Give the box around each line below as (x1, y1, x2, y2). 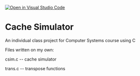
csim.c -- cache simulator (5, 56, 57, 62)
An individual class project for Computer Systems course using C (5, 37, 136, 43)
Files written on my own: (5, 46, 54, 53)
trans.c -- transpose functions (5, 65, 66, 71)
